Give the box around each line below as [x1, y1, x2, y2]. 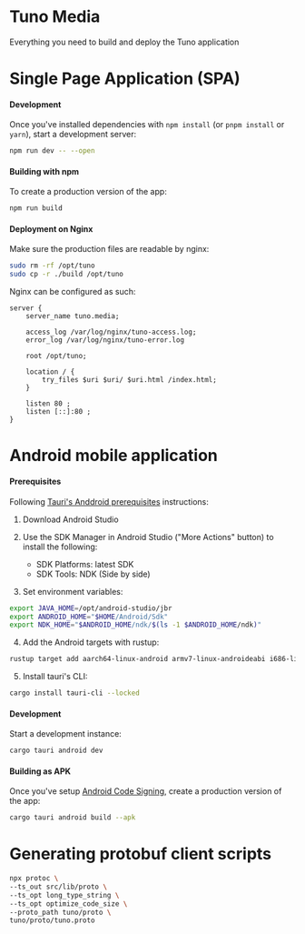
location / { [25, 367, 75, 377]
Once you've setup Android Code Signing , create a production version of [9, 786, 282, 797]
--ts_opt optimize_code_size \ [9, 899, 128, 909]
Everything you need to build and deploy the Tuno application [9, 36, 240, 47]
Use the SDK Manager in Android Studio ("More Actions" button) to [22, 531, 274, 542]
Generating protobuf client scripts [9, 844, 272, 865]
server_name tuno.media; [25, 312, 120, 321]
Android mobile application [9, 446, 218, 466]
